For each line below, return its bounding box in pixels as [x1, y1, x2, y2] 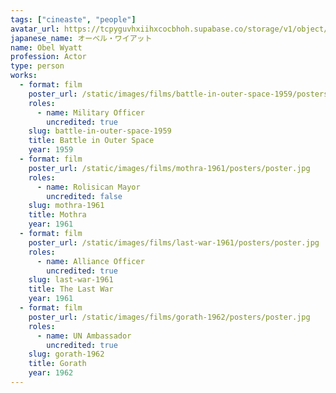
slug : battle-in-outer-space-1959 [28, 126, 172, 136]
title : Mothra [28, 210, 87, 220]
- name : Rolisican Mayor [36, 182, 141, 192]
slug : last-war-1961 [28, 275, 114, 285]
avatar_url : [10, 24, 60, 34]
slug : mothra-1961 [28, 201, 105, 211]
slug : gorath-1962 [28, 349, 105, 360]
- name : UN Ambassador [36, 331, 132, 341]
